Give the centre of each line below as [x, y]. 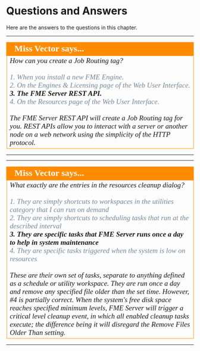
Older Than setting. [38, 332]
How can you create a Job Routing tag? [67, 60]
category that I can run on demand [59, 209]
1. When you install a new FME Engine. [67, 77]
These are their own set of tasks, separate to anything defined [97, 275]
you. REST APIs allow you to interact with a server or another [99, 126]
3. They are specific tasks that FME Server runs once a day [97, 234]
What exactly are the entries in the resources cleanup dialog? [97, 185]
